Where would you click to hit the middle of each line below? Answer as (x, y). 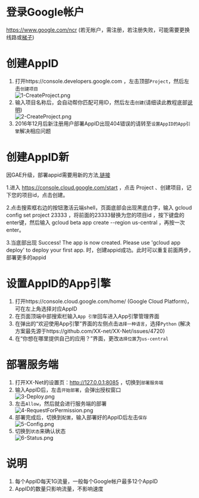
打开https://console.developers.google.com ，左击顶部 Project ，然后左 (102, 81)
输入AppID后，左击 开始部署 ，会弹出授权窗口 (68, 390)
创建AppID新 (38, 157)
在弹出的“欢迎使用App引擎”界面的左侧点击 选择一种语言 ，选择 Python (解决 (102, 323)
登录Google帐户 (45, 12)
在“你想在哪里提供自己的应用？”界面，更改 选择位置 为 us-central (91, 338)
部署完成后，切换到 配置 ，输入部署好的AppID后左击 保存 (81, 417)
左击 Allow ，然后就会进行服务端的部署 (61, 403)
